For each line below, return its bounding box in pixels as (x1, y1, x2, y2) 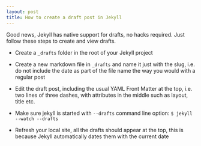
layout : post (6, 8, 39, 15)
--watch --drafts (14, 115, 59, 122)
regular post (14, 73, 46, 81)
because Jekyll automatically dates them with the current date (14, 133, 169, 140)
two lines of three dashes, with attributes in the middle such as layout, (14, 91, 188, 99)
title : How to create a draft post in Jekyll (6, 14, 122, 20)
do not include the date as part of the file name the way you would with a (14, 67, 196, 74)
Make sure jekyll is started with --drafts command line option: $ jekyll (14, 109, 193, 117)
